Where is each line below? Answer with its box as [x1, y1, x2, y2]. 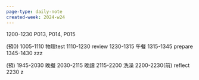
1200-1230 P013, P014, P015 [6, 30, 76, 37]
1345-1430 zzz [6, 49, 43, 56]
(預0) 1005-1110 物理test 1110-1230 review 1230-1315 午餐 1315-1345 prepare [6, 43, 194, 50]
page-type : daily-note [6, 8, 63, 15]
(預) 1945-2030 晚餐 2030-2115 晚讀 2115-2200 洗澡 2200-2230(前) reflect [6, 62, 190, 69]
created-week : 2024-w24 [6, 14, 66, 20]
